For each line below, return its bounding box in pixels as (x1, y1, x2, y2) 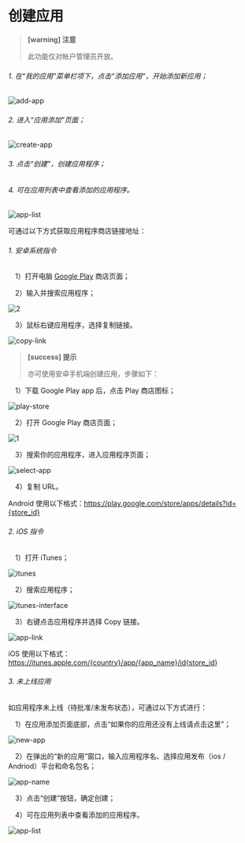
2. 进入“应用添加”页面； (8, 115, 85, 125)
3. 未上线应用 (8, 677, 51, 686)
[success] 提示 (27, 352, 77, 362)
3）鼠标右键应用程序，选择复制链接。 (15, 320, 137, 330)
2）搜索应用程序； (15, 584, 75, 594)
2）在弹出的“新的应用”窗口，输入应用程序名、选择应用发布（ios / (15, 751, 226, 761)
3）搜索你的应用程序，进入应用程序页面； (15, 450, 151, 460)
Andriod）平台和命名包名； (8, 761, 97, 770)
